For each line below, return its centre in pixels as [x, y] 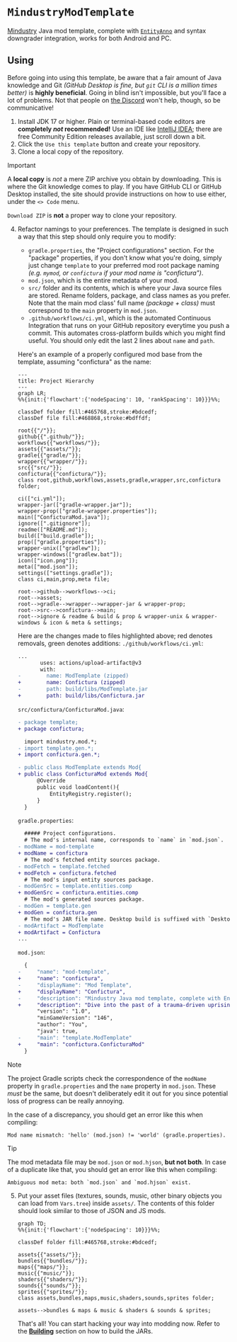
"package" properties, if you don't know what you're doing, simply [125, 258]
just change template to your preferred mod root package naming [123, 265]
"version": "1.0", [64, 1011]
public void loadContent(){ [78, 787]
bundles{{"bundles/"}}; [53, 1261]
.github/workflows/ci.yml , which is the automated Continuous [120, 318]
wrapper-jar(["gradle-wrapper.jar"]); [75, 505]
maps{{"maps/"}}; [43, 1267]
